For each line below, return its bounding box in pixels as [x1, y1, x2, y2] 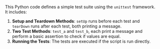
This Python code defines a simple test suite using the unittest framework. [5, 4, 156, 10]
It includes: [5, 9, 27, 15]
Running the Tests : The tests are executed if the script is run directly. [12, 39, 151, 44]
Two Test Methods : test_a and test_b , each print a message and [12, 29, 143, 34]
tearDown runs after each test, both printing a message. [12, 23, 122, 29]
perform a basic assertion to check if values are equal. [12, 33, 121, 39]
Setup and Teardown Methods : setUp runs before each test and [12, 19, 140, 24]
